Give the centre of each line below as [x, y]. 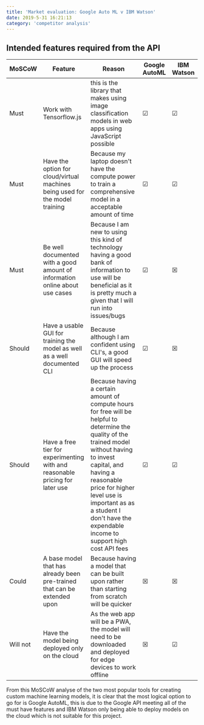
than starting [108, 589]
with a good [60, 262]
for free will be [111, 412]
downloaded [108, 645]
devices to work [113, 667]
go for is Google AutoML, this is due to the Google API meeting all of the [96, 703]
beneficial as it [111, 285]
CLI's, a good [109, 352]
